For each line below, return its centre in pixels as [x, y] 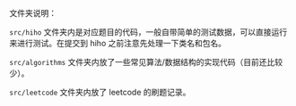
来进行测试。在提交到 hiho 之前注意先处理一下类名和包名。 [118, 43]
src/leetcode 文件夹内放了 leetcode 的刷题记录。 [100, 92]
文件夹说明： [33, 13]
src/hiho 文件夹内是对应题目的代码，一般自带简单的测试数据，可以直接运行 [148, 32]
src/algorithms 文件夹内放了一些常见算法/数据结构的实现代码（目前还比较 [146, 62]
